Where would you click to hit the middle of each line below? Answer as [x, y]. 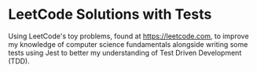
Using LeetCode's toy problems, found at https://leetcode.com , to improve [128, 36]
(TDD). [19, 61]
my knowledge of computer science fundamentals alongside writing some [128, 44]
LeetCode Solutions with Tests [110, 14]
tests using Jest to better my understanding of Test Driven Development [125, 52]
